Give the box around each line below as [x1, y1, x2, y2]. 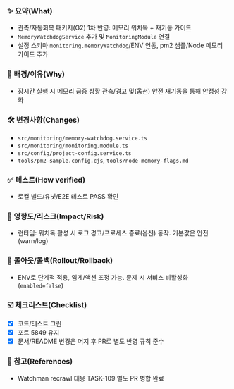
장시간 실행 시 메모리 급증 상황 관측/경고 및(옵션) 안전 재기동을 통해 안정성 [17, 87, 220, 95]
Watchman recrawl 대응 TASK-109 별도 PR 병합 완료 [17, 373, 164, 382]
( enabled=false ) [17, 280, 64, 290]
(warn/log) [17, 237, 49, 245]
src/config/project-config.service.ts [17, 149, 132, 156]
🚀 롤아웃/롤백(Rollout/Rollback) [7, 256, 113, 266]
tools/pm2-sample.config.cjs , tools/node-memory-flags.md [17, 156, 189, 164]
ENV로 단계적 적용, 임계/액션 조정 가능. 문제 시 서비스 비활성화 [17, 273, 189, 281]
